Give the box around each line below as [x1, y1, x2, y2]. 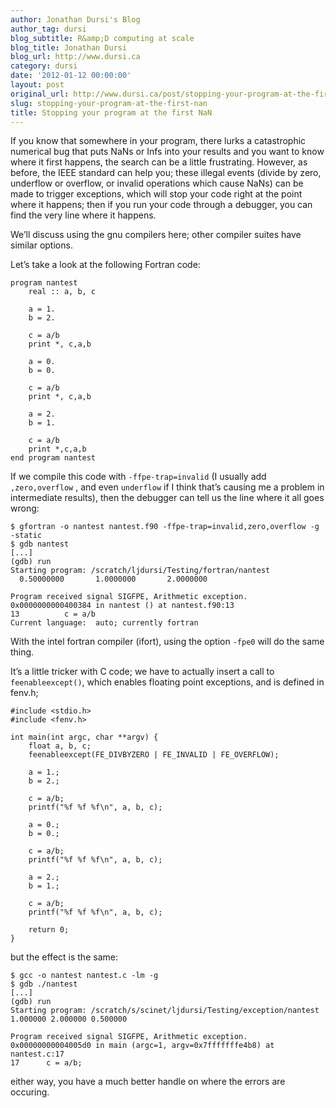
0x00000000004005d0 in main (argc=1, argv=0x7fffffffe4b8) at [10, 1041, 275, 1051]
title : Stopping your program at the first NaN [10, 107, 213, 118]
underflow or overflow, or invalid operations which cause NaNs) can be [10, 177, 304, 190]
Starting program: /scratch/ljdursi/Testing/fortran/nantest [10, 566, 271, 576]
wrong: [10, 502, 40, 515]
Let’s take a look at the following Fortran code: [10, 259, 201, 271]
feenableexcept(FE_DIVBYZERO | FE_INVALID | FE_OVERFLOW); [28, 750, 280, 760]
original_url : [10, 89, 70, 99]
